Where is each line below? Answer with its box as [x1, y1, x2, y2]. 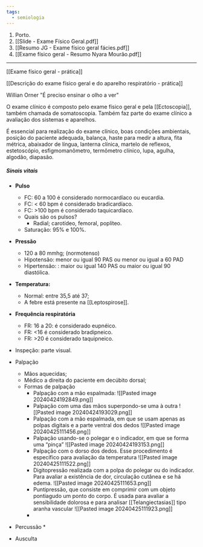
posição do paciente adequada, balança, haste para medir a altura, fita [6, 134, 182, 141]
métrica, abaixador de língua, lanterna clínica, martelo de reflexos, [6, 140, 171, 148]
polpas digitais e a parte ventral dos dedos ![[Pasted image [33, 422, 180, 429]
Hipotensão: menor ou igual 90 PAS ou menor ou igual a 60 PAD [24, 256, 184, 263]
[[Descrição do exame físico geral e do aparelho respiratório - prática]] [6, 79, 183, 87]
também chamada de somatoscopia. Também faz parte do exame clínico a [6, 110, 192, 117]
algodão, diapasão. [6, 153, 54, 160]
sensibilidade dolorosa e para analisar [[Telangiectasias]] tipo [33, 499, 186, 506]
